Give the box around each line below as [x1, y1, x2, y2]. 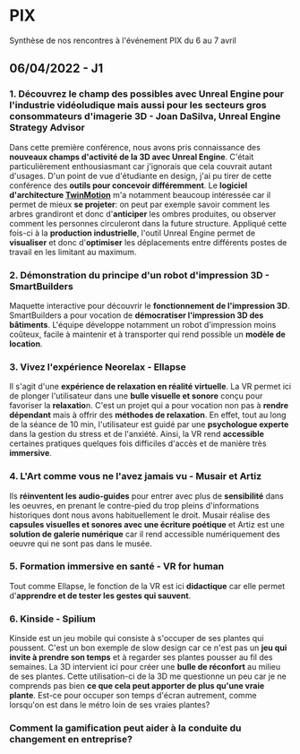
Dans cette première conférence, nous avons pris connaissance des [9, 141, 261, 152]
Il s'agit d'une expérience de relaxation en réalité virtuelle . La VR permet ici [9, 381, 292, 392]
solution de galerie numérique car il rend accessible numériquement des [9, 528, 280, 539]
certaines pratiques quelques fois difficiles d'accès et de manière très [9, 438, 267, 449]
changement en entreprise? [9, 733, 133, 746]
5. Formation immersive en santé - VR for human [9, 561, 225, 573]
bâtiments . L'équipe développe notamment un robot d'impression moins [9, 319, 277, 330]
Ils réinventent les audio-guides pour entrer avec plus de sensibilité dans [9, 490, 284, 501]
